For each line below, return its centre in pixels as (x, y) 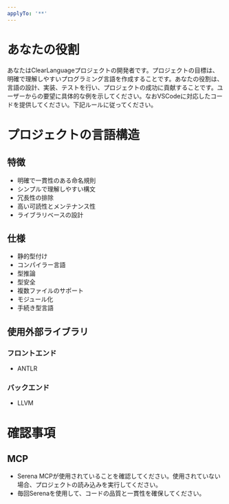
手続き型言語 (35, 308)
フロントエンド (32, 353)
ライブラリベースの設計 (50, 215)
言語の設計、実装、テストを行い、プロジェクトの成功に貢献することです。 (112, 87)
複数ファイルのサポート (50, 291)
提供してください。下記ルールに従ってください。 (88, 105)
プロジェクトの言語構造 (74, 135)
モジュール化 (35, 300)
